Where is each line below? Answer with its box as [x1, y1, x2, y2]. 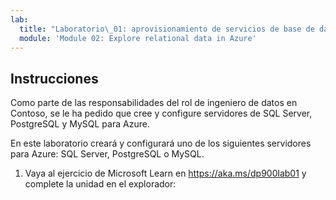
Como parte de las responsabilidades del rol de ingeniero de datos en [10, 97, 298, 109]
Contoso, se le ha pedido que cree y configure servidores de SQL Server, [10, 107, 313, 120]
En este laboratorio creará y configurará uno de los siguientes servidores [10, 137, 312, 150]
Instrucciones [10, 70, 99, 87]
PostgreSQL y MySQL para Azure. [10, 118, 150, 130]
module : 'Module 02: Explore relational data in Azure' [19, 33, 257, 43]
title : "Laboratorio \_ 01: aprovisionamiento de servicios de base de [19, 24, 315, 34]
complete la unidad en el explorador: [24, 178, 177, 190]
